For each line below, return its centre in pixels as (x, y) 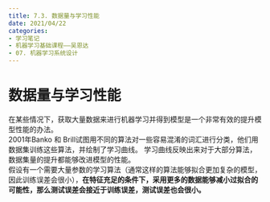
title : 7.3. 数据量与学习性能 (54, 16)
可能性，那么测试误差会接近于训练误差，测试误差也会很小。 (107, 189)
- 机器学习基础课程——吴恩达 (49, 46)
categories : (28, 31)
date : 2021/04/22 (37, 23)
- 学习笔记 (24, 38)
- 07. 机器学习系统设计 (43, 53)
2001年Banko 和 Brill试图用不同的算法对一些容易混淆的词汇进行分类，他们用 (133, 139)
